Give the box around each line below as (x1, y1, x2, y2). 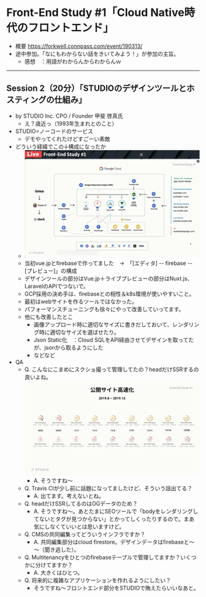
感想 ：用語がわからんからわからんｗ (24, 58, 121, 65)
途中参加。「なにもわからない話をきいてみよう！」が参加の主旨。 (15, 50, 180, 57)
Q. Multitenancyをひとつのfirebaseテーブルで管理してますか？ (24, 553, 181, 561)
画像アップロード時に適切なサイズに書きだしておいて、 (33, 320, 173, 328)
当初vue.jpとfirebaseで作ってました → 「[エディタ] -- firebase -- (24, 259, 193, 267)
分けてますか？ (35, 561, 73, 569)
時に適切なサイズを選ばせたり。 (39, 328, 120, 336)
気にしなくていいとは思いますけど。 (33, 523, 125, 531)
